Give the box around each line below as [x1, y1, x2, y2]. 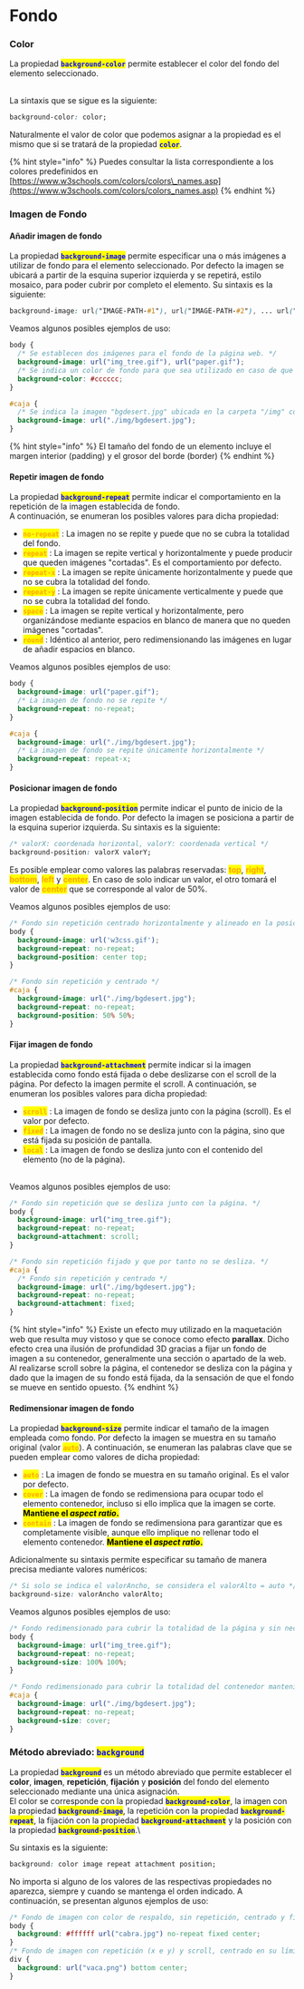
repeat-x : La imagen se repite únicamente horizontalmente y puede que [22, 567, 293, 578]
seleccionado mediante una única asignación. [9, 1786, 180, 1797]
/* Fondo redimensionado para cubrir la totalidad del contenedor [9, 1682, 265, 1692]
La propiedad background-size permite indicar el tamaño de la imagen [9, 1423, 270, 1434]
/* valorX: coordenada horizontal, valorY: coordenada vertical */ [9, 840, 270, 849]
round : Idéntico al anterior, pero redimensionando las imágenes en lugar [22, 634, 292, 645]
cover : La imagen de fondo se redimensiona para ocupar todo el [22, 1488, 264, 1499]
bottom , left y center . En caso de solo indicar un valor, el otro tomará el [9, 874, 278, 885]
